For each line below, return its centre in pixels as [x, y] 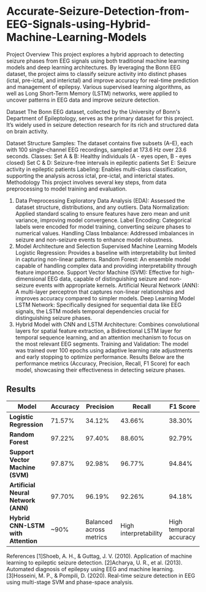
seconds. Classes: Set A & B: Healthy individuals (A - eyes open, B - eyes [99, 156]
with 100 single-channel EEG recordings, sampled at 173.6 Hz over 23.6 [97, 150]
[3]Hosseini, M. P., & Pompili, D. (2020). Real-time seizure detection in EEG [101, 575]
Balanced [99, 522]
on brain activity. [28, 131]
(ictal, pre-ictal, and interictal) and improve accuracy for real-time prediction [103, 80]
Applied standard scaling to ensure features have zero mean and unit [102, 213]
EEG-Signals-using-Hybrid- [79, 24]
